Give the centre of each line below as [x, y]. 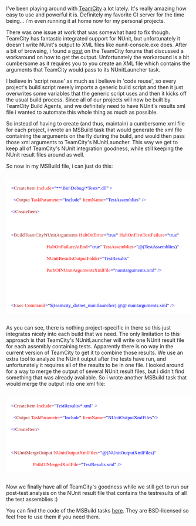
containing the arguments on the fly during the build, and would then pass [95, 136]
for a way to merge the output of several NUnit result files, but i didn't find [95, 371]
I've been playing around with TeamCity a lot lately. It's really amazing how [96, 9]
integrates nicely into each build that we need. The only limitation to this [93, 334]
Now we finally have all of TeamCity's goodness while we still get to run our [97, 487]
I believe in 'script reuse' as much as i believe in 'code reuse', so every [91, 81]
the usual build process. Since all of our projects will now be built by [88, 100]
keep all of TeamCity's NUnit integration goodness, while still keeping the [94, 148]
